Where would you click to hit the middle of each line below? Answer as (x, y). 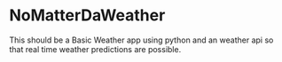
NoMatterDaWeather (87, 15)
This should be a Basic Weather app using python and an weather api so (141, 40)
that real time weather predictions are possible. (95, 49)
